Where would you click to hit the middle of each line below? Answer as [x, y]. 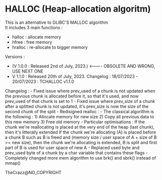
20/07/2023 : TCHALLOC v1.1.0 [43, 82]
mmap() [13, 163]
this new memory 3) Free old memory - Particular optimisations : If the [75, 122]
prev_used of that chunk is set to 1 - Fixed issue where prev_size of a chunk [80, 101]
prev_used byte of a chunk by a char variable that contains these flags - [76, 153]
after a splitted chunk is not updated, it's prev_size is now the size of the [77, 106]
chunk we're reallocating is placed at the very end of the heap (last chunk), [80, 127]
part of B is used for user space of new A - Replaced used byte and [72, 147]
